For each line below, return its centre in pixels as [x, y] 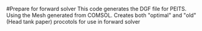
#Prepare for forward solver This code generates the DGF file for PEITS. [96, 9]
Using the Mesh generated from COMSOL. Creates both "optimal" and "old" [101, 15]
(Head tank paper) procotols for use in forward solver [73, 22]
